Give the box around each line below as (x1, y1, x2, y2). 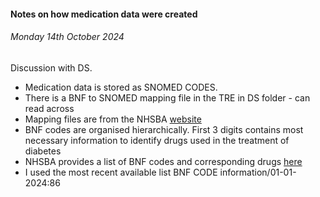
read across (24, 102, 75, 114)
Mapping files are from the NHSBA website (24, 113, 202, 125)
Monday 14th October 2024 (10, 31, 125, 43)
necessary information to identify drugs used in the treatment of (24, 134, 290, 146)
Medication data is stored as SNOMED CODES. (24, 81, 218, 93)
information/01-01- (219, 166, 297, 178)
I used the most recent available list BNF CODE (24, 166, 218, 178)
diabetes (24, 145, 62, 157)
